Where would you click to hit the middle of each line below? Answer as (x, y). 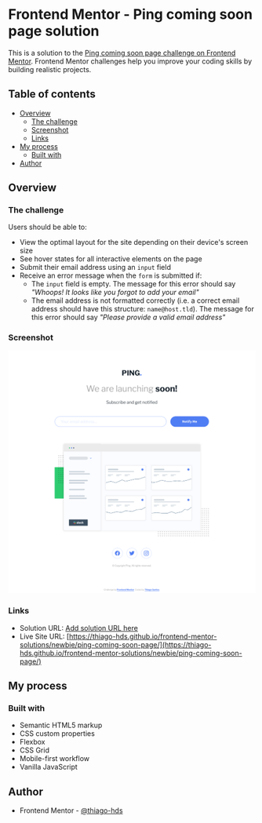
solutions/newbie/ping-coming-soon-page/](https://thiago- (115, 644)
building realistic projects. (50, 69)
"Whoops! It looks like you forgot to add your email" (115, 293)
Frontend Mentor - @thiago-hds (71, 810)
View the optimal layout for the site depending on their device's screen (134, 242)
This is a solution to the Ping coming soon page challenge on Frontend (122, 53)
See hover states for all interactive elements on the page (111, 259)
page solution (54, 31)
